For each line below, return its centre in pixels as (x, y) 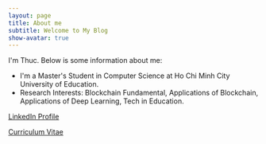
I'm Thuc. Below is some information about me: (85, 60)
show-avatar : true (39, 38)
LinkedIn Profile (34, 117)
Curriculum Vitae (36, 132)
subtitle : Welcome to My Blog (58, 30)
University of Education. (59, 84)
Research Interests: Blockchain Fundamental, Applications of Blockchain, (139, 93)
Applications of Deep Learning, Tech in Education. (102, 101)
